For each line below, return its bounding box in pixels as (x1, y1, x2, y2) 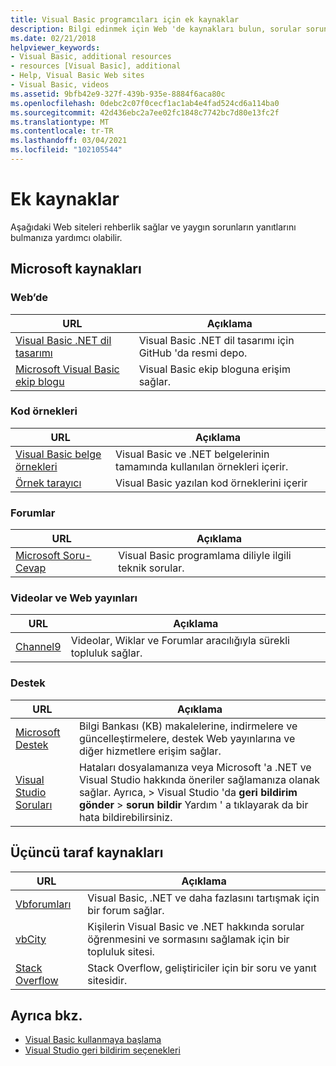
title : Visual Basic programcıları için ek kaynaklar (10, 14, 240, 25)
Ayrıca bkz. (10, 1007, 83, 1024)
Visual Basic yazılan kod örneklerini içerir (115, 476, 308, 490)
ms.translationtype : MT (10, 117, 110, 127)
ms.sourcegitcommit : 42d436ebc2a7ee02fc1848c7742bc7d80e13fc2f (10, 107, 280, 118)
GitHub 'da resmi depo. (138, 346, 248, 360)
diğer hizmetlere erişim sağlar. (78, 744, 222, 758)
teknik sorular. (118, 561, 185, 575)
